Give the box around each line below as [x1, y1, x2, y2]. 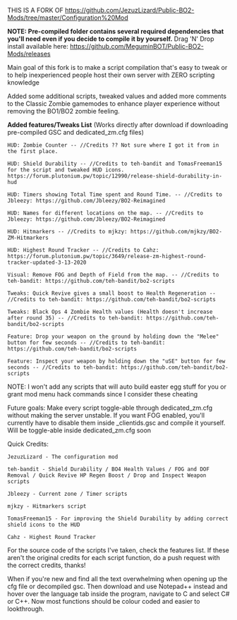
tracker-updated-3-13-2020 [7, 259, 87, 266]
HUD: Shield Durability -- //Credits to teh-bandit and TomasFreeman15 [7, 160, 222, 167]
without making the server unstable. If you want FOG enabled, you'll [7, 411, 205, 419]
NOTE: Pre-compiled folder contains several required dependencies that [7, 28, 224, 35]
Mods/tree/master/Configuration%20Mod [7, 13, 128, 22]
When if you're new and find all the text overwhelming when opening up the [7, 575, 228, 583]
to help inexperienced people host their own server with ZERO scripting [7, 71, 215, 79]
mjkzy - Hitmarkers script [7, 503, 87, 510]
